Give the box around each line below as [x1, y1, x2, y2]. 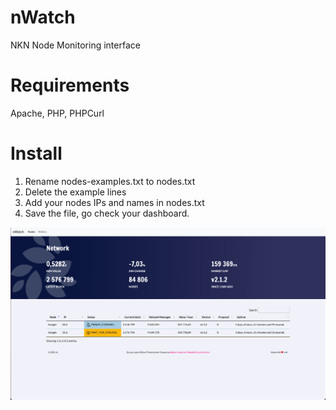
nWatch [10, 6, 76, 29]
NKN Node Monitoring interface [10, 39, 141, 51]
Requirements [10, 74, 130, 97]
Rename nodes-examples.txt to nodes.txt [24, 175, 196, 187]
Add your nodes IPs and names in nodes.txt [24, 196, 205, 208]
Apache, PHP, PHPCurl [10, 107, 105, 119]
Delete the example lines [24, 186, 127, 198]
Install [10, 142, 63, 165]
